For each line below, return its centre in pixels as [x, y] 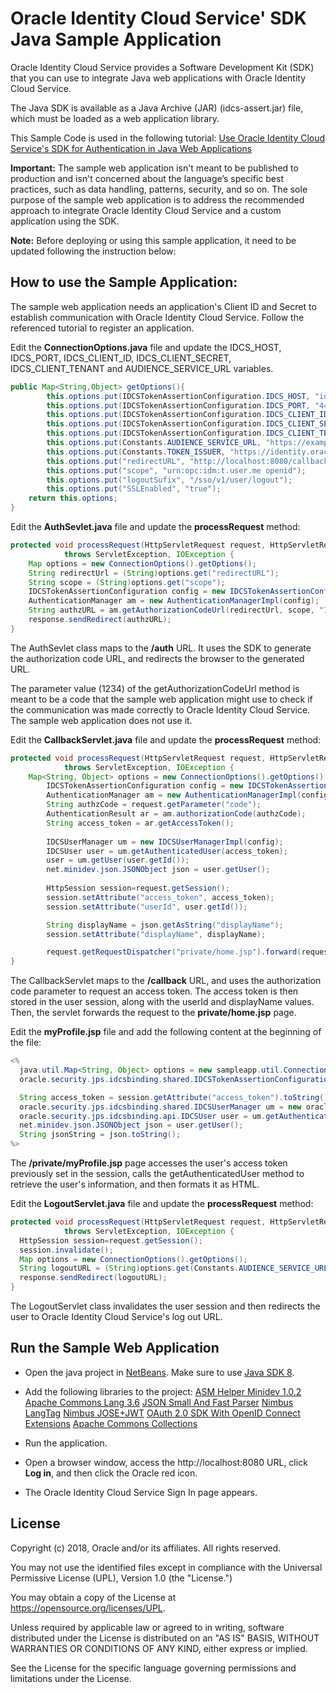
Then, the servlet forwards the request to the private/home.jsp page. [153, 1013]
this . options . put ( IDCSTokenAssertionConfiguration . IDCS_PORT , [178, 405]
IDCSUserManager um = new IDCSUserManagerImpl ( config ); [165, 842]
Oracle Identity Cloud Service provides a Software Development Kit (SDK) [162, 67]
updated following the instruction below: [93, 251]
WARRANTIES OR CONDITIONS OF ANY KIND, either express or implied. [159, 1648]
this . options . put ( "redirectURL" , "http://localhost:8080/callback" [189, 461]
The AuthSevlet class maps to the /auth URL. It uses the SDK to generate [161, 648]
